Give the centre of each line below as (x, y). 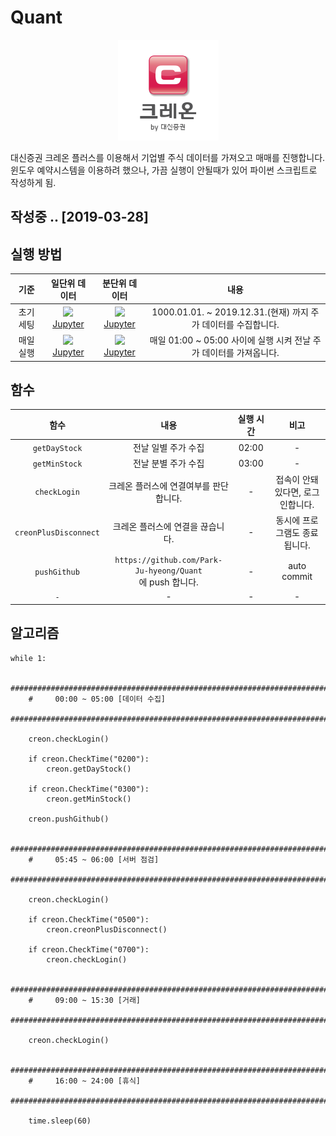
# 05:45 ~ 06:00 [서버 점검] (94, 859)
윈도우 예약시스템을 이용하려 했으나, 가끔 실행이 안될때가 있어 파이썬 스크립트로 (164, 170)
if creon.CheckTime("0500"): (89, 919)
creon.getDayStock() (89, 769)
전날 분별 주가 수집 (168, 463)
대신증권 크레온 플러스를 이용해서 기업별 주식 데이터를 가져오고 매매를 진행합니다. (168, 157)
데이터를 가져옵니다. (240, 353)
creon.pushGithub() (69, 819)
